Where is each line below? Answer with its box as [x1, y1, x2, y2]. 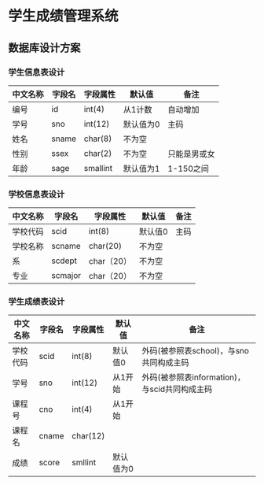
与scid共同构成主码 [141, 383, 213, 394]
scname [51, 241, 81, 252]
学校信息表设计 [8, 188, 65, 199]
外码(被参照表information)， [141, 372, 246, 383]
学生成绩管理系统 [8, 7, 119, 25]
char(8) [83, 133, 112, 144]
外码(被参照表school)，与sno [141, 346, 250, 357]
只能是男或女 [167, 148, 215, 159]
